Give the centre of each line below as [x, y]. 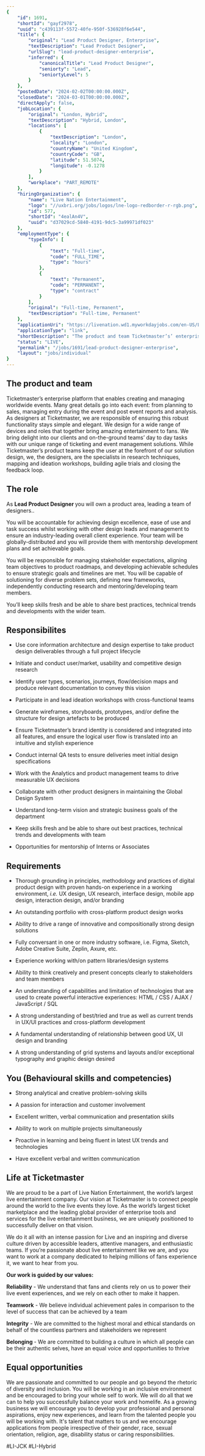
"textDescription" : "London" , [88, 137]
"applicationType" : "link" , [53, 330]
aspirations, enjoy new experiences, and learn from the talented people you [101, 1414]
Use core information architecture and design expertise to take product [104, 645]
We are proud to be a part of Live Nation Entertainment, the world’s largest [100, 1192]
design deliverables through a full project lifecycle [78, 652]
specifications [33, 762]
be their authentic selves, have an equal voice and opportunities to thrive [98, 1348]
